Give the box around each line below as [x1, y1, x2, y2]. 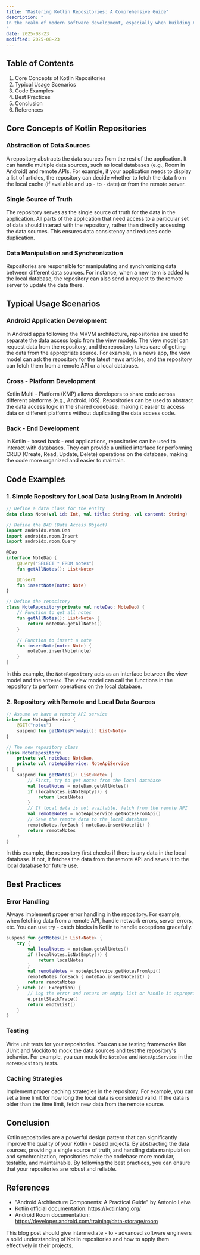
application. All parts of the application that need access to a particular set [6, 215, 189, 222]
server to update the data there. [6, 282, 85, 289]
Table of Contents [6, 58, 74, 69]
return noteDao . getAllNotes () [27, 621, 102, 627]
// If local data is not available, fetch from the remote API [27, 805, 187, 812]
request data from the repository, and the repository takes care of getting [6, 343, 186, 350]
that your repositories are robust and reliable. [6, 1165, 117, 1173]
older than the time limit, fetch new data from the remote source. [6, 1100, 165, 1108]
